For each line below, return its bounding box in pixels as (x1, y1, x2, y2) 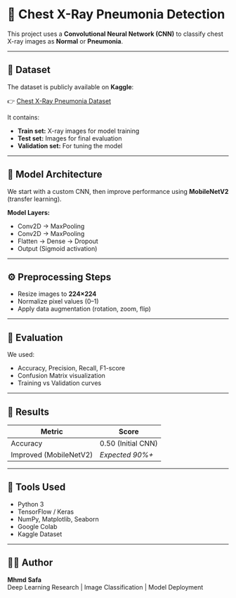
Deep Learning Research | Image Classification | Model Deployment (7, 583, 204, 591)
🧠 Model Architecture (7, 169, 103, 181)
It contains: (7, 112, 40, 122)
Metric (40, 427, 63, 436)
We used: (7, 351, 35, 359)
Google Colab (17, 522, 58, 531)
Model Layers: (7, 208, 51, 216)
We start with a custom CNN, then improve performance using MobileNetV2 (7, 187, 229, 195)
